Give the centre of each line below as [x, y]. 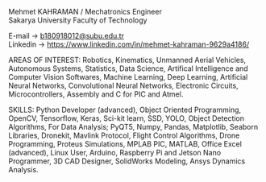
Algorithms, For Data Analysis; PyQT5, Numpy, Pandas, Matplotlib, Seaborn [133, 127]
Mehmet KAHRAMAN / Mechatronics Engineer [85, 12]
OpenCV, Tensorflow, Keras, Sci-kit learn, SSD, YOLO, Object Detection [126, 118]
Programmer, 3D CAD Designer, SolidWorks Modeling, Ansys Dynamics [127, 161]
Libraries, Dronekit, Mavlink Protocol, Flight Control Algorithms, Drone [124, 135]
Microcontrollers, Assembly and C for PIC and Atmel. [96, 94]
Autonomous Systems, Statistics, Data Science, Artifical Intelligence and [128, 68]
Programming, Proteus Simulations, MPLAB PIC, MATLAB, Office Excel [125, 144]
